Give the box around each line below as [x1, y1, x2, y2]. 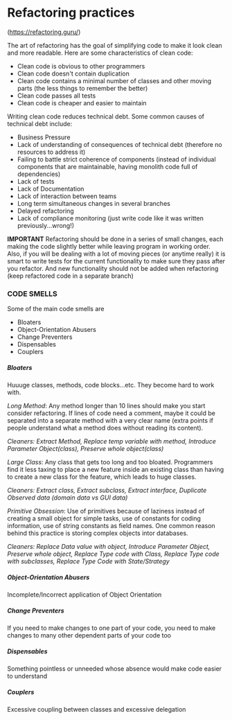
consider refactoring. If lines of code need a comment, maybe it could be [7, 409, 216, 417]
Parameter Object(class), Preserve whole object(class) [7, 445, 164, 453]
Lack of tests [17, 177, 55, 185]
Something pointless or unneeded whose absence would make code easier [7, 665, 222, 673]
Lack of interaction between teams [17, 192, 117, 200]
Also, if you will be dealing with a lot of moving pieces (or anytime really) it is [7, 249, 226, 258]
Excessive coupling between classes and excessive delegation [7, 705, 186, 714]
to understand [7, 672, 48, 681]
